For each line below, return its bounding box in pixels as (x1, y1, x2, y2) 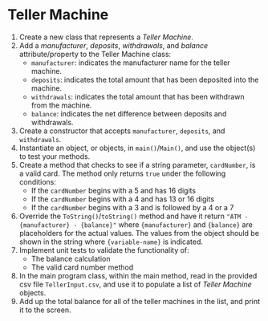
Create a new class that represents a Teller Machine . (18, 32, 194, 42)
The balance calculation (30, 254, 111, 263)
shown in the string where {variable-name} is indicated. (18, 237, 204, 246)
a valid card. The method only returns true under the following (18, 169, 226, 178)
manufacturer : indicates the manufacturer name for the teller (30, 58, 230, 67)
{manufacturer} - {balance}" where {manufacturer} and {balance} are (18, 219, 254, 230)
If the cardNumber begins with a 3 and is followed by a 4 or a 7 (30, 202, 234, 212)
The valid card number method (30, 262, 134, 272)
